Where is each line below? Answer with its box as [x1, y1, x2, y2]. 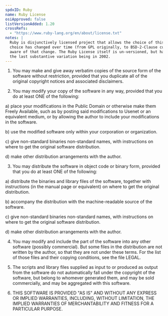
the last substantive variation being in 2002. [9, 54, 111, 59]
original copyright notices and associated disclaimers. [12, 78, 124, 84]
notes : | [5, 36, 23, 41]
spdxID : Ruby [5, 7, 32, 13]
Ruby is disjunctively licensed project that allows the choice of [9, 40, 153, 45]
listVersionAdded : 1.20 [5, 21, 55, 27]
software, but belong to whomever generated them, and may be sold [12, 275, 154, 281]
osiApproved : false [5, 17, 46, 22]
